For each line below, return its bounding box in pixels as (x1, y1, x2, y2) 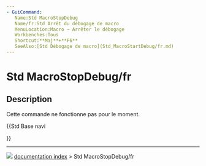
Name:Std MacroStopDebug (14, 15, 78, 21)
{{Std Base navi (6, 122, 46, 130)
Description (6, 94, 52, 105)
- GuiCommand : (6, 9, 43, 15)
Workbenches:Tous (14, 32, 59, 38)
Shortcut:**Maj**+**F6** (14, 38, 78, 44)
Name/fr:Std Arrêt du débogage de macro (14, 20, 120, 26)
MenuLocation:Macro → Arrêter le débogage (14, 26, 124, 33)
